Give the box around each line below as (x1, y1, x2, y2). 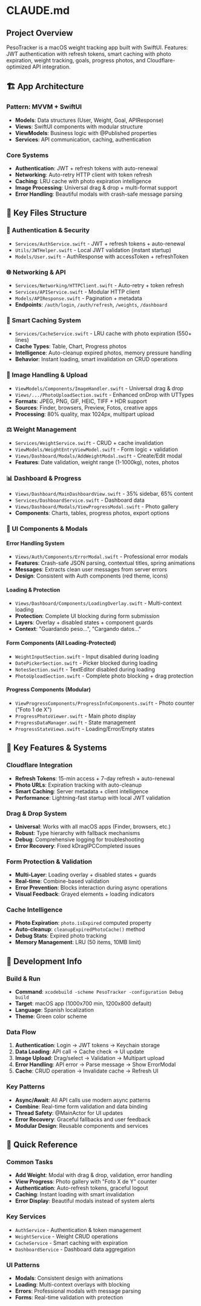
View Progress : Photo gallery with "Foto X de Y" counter (15, 1178, 157, 1185)
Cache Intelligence (6, 905, 63, 914)
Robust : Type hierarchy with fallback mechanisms (15, 829, 140, 836)
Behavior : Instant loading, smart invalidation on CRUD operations (15, 356, 178, 363)
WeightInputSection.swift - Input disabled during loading (15, 653, 159, 660)
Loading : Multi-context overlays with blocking (15, 1281, 130, 1288)
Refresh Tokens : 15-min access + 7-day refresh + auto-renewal (15, 775, 175, 782)
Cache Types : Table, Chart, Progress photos (15, 343, 127, 350)
